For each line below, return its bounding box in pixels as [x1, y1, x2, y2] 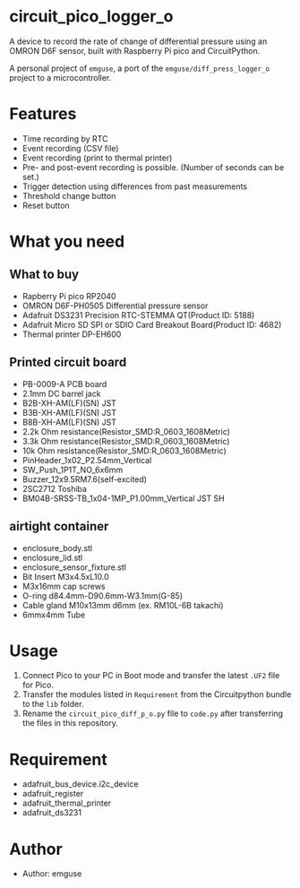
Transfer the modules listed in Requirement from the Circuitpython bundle [21, 689, 292, 700]
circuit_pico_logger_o [9, 6, 174, 27]
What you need [9, 231, 125, 252]
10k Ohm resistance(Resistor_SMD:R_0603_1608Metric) [21, 445, 227, 456]
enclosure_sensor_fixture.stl [21, 562, 127, 573]
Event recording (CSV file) [21, 142, 119, 153]
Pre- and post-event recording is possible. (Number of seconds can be [21, 161, 285, 172]
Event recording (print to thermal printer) [21, 152, 173, 163]
